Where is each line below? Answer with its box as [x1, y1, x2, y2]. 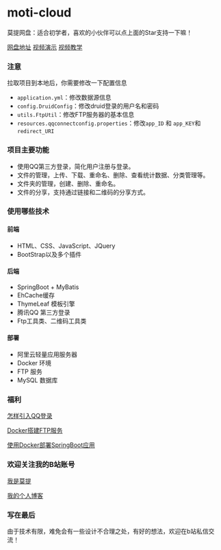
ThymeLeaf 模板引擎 [16, 299, 75, 308]
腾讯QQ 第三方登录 [16, 308, 70, 317]
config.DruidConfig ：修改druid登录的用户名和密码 [16, 102, 159, 111]
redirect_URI [16, 128, 55, 135]
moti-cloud [7, 5, 72, 21]
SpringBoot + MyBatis [16, 283, 79, 291]
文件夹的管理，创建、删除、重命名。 [16, 179, 120, 187]
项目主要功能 [7, 146, 50, 155]
